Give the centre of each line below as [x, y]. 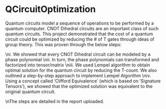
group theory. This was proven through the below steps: [63, 44]
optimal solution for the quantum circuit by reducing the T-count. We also [81, 70]
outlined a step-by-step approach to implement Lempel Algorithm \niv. [78, 75]
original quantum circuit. [30, 91]
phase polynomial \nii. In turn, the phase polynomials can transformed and [82, 59]
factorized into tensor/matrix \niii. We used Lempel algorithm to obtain [78, 65]
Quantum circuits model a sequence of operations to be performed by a [80, 23]
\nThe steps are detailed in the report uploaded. [55, 101]
